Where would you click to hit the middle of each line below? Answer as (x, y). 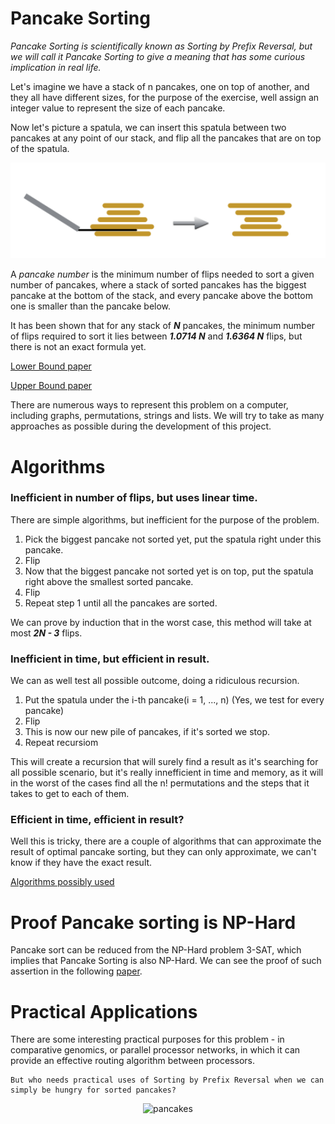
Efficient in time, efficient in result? (97, 820)
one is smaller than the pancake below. (91, 306)
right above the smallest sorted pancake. (109, 581)
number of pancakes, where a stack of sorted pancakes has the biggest (158, 285)
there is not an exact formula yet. (78, 347)
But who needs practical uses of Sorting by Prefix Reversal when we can (167, 1080)
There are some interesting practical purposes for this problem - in (147, 1039)
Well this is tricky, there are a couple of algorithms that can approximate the (166, 841)
